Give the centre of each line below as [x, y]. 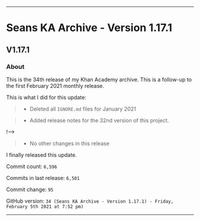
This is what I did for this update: [46, 97]
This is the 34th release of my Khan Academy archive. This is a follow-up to [99, 79]
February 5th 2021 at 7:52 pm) [45, 206]
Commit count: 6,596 [32, 166]
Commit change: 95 [30, 189]
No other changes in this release [70, 143]
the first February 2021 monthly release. [55, 86]
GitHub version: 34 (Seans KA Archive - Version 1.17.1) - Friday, [90, 201]
